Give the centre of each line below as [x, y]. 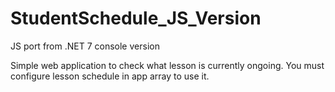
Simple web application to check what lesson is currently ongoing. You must [167, 65]
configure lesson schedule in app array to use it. [110, 76]
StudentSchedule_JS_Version [136, 18]
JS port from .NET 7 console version [85, 46]
